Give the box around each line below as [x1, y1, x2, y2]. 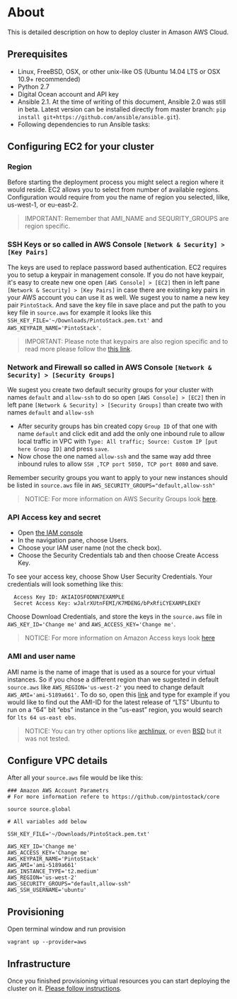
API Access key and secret [7, 512, 101, 522]
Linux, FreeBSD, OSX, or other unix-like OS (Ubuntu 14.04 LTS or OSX [17, 67, 221, 75]
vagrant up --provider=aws [7, 939, 87, 946]
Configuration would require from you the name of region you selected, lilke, [7, 193, 230, 202]
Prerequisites [7, 48, 68, 60]
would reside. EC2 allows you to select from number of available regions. [7, 185, 221, 194]
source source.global [7, 806, 71, 813]
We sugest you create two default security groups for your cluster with [7, 386, 214, 394]
